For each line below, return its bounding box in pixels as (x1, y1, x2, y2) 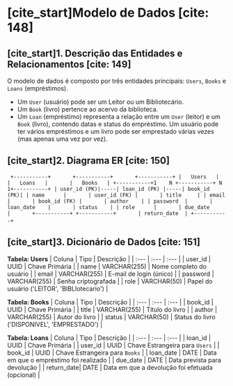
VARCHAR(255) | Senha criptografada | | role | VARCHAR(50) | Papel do (7, 277, 214, 285)
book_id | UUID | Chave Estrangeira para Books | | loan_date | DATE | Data (7, 348, 217, 357)
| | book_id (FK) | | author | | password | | (7, 197, 214, 205)
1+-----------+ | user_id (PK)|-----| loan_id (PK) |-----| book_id (7, 185, 210, 192)
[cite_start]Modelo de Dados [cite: (7, 5, 209, 21)
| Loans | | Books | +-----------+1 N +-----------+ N (7, 179, 223, 186)
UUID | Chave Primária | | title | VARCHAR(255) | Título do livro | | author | (7, 305, 218, 314)
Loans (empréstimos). (7, 84, 68, 92)
